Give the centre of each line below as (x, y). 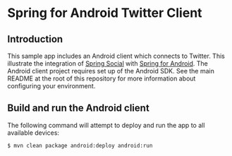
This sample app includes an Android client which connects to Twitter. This (116, 56)
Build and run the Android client (78, 108)
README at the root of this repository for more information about (102, 78)
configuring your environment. (51, 86)
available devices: (33, 133)
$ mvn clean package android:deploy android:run (80, 145)
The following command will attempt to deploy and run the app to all (106, 125)
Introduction (35, 39)
